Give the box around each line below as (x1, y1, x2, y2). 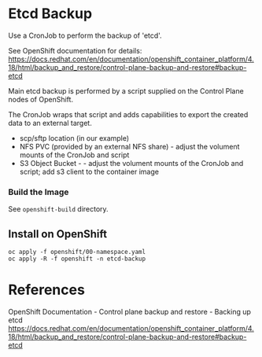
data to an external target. (8, 118, 92, 127)
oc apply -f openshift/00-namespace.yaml (8, 248, 146, 256)
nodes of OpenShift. (8, 94, 73, 104)
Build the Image (8, 186, 69, 197)
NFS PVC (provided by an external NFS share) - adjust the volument (19, 142, 240, 151)
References (8, 281, 85, 299)
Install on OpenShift (8, 227, 108, 241)
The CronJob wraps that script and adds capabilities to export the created (8, 109, 249, 119)
